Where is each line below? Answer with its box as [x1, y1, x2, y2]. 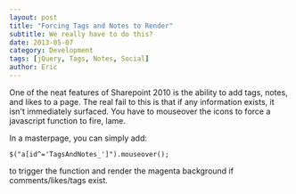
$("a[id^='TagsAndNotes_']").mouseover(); [9, 150, 169, 158]
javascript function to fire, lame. [9, 115, 127, 125]
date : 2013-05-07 [9, 37, 74, 47]
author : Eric [9, 63, 58, 72]
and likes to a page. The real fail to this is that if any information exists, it [9, 96, 275, 107]
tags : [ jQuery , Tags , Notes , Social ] [9, 54, 150, 63]
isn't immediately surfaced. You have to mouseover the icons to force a [9, 106, 271, 117]
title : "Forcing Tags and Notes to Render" [9, 21, 174, 30]
